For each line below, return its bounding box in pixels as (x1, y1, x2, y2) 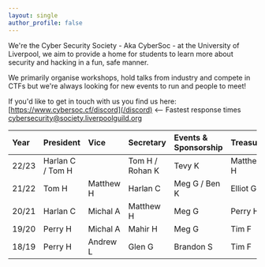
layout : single (8, 11, 58, 20)
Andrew (88, 236, 118, 247)
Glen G (128, 241, 154, 252)
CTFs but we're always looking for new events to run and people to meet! (8, 81, 247, 91)
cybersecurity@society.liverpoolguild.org (8, 113, 143, 122)
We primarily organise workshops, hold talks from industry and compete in (8, 73, 251, 82)
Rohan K (128, 165, 160, 176)
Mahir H (128, 223, 158, 234)
